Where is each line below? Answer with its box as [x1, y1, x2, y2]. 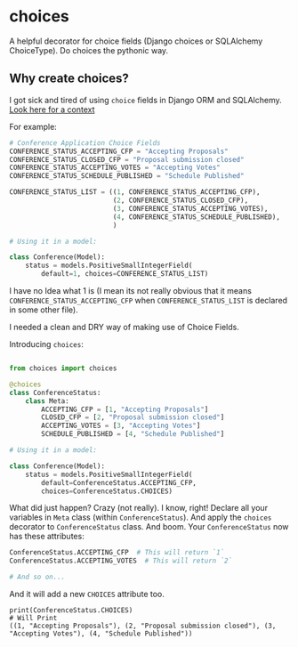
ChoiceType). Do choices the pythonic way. [9, 44, 169, 55]
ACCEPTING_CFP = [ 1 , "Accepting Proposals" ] [41, 405, 209, 414]
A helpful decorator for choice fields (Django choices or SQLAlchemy [9, 36, 263, 46]
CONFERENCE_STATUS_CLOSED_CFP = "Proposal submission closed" [9, 155, 245, 164]
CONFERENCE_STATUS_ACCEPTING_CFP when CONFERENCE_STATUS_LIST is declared [9, 295, 287, 305]
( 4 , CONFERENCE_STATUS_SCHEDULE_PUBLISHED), [112, 212, 280, 222]
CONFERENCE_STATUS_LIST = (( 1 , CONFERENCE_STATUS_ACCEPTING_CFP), [9, 188, 261, 197]
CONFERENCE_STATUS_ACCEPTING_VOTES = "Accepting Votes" [9, 163, 221, 173]
